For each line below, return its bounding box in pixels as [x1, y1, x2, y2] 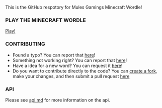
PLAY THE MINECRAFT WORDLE [5, 16, 87, 23]
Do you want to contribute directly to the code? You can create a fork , [12, 67, 157, 74]
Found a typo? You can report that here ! [12, 52, 96, 58]
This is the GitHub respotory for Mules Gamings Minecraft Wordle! [5, 4, 142, 10]
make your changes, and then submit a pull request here [12, 73, 130, 79]
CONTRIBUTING [5, 40, 45, 47]
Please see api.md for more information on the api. [5, 97, 110, 103]
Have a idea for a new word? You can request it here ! [12, 62, 123, 68]
